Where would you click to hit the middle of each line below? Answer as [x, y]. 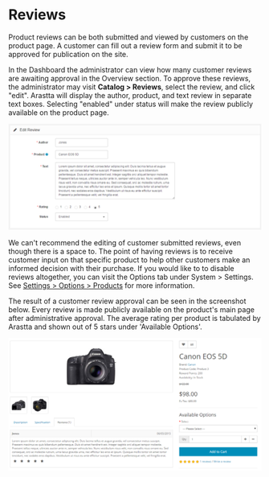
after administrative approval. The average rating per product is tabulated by [134, 318]
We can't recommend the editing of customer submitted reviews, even [125, 242]
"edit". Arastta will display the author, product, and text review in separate [130, 95]
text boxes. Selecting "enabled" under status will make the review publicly [131, 104]
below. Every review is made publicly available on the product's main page [132, 309]
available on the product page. [59, 112]
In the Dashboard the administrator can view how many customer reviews [130, 69]
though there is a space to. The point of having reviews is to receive [120, 251]
